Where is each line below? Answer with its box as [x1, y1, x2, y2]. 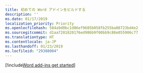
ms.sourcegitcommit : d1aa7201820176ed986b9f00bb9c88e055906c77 [5, 30, 139, 35]
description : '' [5, 12, 39, 17]
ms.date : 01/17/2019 [5, 16, 48, 21]
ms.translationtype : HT [5, 35, 54, 40]
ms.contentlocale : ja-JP [5, 39, 56, 44]
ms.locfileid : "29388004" [5, 48, 58, 53]
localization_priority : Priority [5, 21, 74, 26]
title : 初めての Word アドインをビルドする [5, 7, 86, 12]
